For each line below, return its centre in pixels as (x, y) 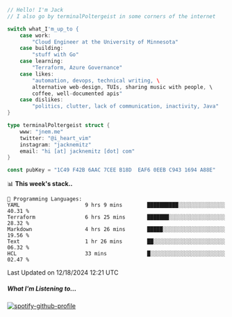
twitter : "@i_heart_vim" (56, 138)
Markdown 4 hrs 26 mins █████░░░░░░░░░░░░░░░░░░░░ (116, 230)
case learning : (42, 61)
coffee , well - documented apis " (77, 94)
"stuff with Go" (56, 55)
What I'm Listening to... (42, 289)
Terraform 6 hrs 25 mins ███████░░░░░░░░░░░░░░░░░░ (116, 217)
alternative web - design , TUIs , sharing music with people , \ (123, 87)
